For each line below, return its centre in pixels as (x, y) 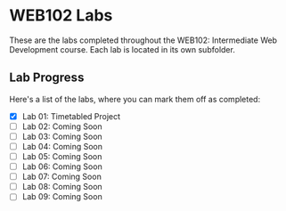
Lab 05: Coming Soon (62, 156)
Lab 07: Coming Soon (62, 177)
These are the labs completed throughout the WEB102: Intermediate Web (143, 40)
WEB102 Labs (61, 16)
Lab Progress (47, 78)
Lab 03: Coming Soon (62, 136)
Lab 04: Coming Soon (62, 146)
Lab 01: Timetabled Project (71, 116)
